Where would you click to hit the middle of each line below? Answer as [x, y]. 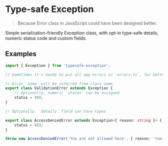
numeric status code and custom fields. [46, 38]
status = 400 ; [29, 98]
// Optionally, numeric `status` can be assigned [67, 93]
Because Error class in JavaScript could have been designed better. [87, 23]
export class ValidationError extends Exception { [59, 88]
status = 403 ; [29, 125]
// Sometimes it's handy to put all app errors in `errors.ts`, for [78, 75]
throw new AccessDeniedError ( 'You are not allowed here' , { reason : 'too [84, 139]
